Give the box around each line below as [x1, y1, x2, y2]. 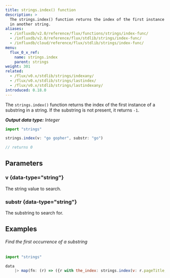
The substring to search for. [5, 210, 63, 216]
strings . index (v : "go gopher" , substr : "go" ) [5, 135, 103, 141]
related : [5, 69, 24, 74]
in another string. [10, 21, 51, 27]
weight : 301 [5, 64, 30, 69]
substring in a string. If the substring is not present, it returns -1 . [5, 107, 140, 113]
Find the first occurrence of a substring [5, 239, 88, 245]
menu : [5, 45, 17, 50]
